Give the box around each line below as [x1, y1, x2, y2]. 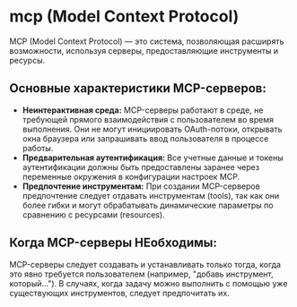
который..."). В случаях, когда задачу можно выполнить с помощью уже [9, 277, 288, 288]
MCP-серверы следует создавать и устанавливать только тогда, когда [9, 259, 281, 269]
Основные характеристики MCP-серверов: [9, 81, 266, 96]
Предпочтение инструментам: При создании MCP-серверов [22, 181, 260, 192]
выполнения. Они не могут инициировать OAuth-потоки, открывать [22, 124, 283, 134]
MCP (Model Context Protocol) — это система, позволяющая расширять [9, 36, 284, 47]
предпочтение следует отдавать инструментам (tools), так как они [22, 190, 280, 200]
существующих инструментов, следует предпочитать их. [9, 287, 231, 298]
